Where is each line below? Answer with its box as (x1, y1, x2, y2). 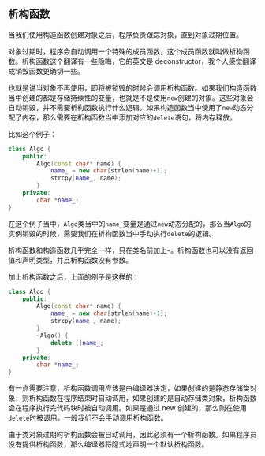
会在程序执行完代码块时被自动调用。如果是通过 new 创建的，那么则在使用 (8, 403, 247, 413)
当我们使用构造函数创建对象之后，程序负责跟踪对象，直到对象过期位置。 (8, 30, 243, 39)
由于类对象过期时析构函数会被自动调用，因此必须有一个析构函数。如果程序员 (8, 430, 257, 439)
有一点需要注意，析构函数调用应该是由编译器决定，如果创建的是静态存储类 (8, 384, 250, 393)
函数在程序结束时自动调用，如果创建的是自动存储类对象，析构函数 (42, 393, 257, 403)
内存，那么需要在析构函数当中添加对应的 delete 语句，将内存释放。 (21, 113, 237, 122)
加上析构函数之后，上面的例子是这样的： (8, 272, 140, 281)
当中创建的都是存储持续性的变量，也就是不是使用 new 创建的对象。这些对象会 (8, 93, 254, 102)
